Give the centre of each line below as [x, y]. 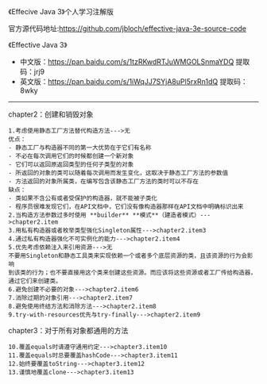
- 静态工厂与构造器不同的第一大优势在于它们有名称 [80, 148]
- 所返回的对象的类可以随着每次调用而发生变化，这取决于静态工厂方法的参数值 [118, 173]
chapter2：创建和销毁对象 [51, 114]
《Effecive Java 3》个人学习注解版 [61, 12]
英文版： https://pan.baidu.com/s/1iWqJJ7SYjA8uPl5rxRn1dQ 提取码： [133, 81]
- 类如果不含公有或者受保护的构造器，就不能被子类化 [83, 198]
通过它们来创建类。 [35, 281]
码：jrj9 [32, 71]
